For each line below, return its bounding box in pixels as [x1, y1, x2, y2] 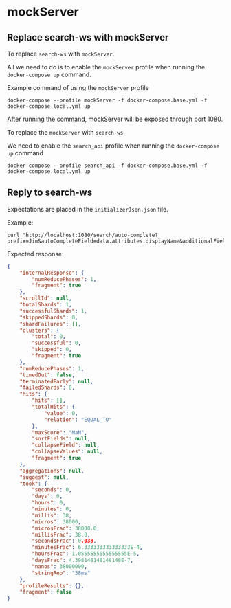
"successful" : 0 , [32, 339, 81, 347]
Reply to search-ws [7, 187, 93, 199]
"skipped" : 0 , [32, 346, 72, 353]
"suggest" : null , [19, 473, 69, 481]
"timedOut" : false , [19, 372, 76, 379]
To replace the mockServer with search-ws [7, 128, 124, 136]
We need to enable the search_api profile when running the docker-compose [7, 142, 220, 150]
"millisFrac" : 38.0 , [32, 531, 91, 538]
